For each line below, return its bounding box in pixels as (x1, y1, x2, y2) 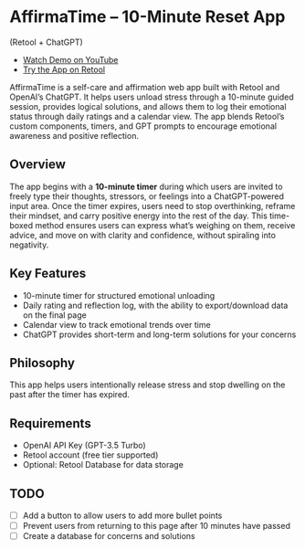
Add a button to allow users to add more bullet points (22, 510, 223, 521)
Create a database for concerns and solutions (22, 531, 195, 542)
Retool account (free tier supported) (22, 449, 159, 460)
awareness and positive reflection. (9, 130, 140, 141)
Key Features (9, 266, 87, 281)
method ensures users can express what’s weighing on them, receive (35, 219, 296, 230)
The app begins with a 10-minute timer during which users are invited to (9, 181, 283, 192)
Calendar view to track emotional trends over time (22, 319, 212, 330)
